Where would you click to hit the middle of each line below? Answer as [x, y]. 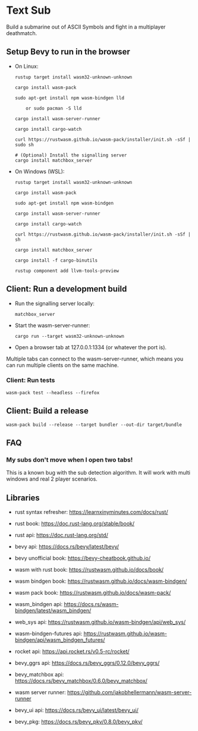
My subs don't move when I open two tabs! [70, 460]
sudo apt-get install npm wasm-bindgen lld [70, 98]
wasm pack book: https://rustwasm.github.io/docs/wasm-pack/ [93, 593]
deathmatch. [22, 33]
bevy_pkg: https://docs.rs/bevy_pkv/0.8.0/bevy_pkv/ [78, 722]
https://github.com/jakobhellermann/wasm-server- [130, 692]
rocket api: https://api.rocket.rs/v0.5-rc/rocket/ [72, 651]
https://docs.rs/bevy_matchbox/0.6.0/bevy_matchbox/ [81, 681]
